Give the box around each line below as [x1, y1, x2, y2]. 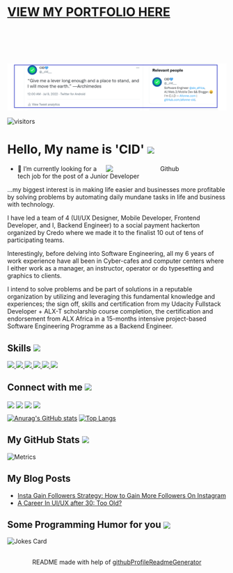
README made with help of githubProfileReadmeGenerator [32, 558, 202, 567]
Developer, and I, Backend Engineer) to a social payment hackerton [7, 221, 200, 229]
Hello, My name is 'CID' [7, 142, 145, 157]
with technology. [7, 200, 55, 209]
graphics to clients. [7, 272, 63, 280]
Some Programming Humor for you [7, 519, 161, 531]
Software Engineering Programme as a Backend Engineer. [7, 322, 173, 330]
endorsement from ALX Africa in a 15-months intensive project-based [7, 314, 207, 323]
